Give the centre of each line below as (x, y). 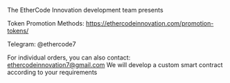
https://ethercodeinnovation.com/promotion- (150, 23)
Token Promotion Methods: (46, 23)
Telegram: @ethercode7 (42, 44)
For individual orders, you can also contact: (69, 57)
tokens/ (18, 31)
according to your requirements (52, 72)
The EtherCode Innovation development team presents (86, 10)
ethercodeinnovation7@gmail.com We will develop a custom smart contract (115, 65)
